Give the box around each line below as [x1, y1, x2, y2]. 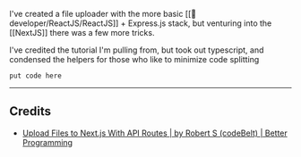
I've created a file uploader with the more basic [9, 9, 184, 19]
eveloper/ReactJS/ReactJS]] [9, 18, 119, 29]
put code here [9, 71, 63, 80]
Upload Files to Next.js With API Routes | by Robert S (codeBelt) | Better [21, 128, 288, 138]
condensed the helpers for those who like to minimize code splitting [9, 54, 260, 64]
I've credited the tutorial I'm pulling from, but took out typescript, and [9, 45, 264, 55]
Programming [21, 136, 73, 147]
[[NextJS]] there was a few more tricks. [9, 28, 155, 37]
